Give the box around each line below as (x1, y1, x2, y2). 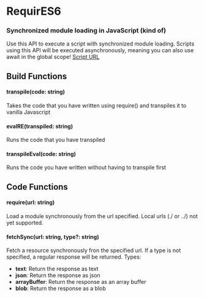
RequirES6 (6, 4, 61, 18)
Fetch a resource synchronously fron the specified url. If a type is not (6, 247, 181, 254)
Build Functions (6, 71, 67, 81)
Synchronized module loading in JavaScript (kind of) (6, 26, 167, 35)
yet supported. (6, 219, 44, 227)
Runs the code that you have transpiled (6, 136, 105, 144)
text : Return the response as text (15, 265, 99, 273)
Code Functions (6, 181, 69, 192)
